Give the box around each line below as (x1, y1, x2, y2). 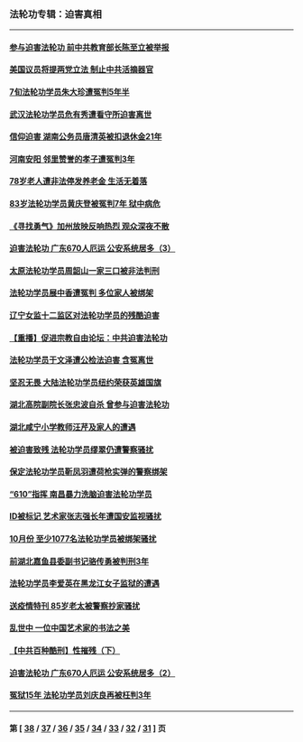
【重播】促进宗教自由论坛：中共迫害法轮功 (9, 332, 168, 343)
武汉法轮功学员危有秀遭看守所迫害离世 (9, 108, 151, 119)
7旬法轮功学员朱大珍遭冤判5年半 (9, 87, 130, 97)
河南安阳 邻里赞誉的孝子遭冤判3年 (9, 153, 135, 164)
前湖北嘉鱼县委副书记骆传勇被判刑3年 (9, 555, 150, 566)
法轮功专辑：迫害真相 (9, 7, 102, 20)
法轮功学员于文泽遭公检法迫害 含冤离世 (9, 355, 154, 366)
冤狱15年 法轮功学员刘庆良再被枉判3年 (9, 690, 151, 700)
